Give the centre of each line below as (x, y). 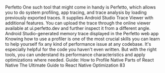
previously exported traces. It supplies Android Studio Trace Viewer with (79, 18)
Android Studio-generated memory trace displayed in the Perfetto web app (82, 34)
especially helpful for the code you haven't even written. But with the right (81, 49)
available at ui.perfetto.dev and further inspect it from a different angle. (78, 28)
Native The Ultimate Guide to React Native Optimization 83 (65, 65)
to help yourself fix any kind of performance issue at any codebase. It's (78, 44)
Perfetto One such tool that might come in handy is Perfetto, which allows (81, 7)
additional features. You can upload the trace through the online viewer (78, 23)
